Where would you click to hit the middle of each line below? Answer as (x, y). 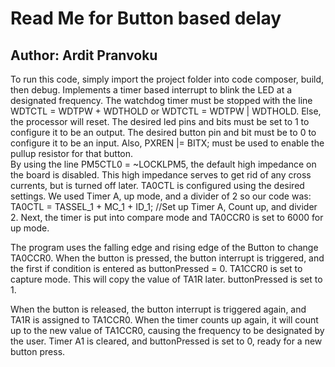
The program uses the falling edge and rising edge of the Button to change (164, 247)
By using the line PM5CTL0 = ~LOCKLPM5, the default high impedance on (163, 164)
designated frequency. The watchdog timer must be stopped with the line (161, 100)
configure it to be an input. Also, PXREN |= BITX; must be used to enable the (167, 143)
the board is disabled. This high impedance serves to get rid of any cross (161, 175)
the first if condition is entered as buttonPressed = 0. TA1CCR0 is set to (156, 268)
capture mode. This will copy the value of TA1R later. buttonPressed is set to (166, 279)
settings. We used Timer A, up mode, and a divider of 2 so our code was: (161, 196)
